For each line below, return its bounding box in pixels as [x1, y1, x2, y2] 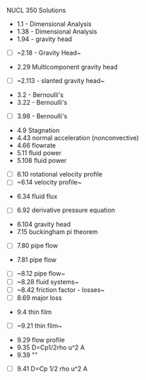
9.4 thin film [16, 308, 52, 316]
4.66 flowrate [16, 141, 56, 150]
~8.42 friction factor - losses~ [16, 285, 105, 294]
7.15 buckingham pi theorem [16, 228, 98, 236]
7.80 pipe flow [16, 241, 58, 250]
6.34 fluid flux [16, 192, 58, 201]
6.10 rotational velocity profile [16, 170, 103, 179]
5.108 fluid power [16, 156, 67, 165]
